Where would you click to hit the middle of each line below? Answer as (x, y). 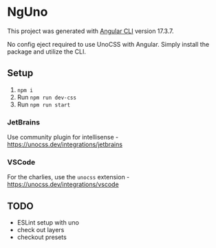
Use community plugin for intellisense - (63, 137)
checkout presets (42, 237)
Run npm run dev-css (47, 97)
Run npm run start (44, 104)
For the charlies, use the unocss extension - (68, 177)
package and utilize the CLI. (46, 52)
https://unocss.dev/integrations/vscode (63, 184)
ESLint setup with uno (48, 223)
